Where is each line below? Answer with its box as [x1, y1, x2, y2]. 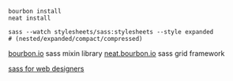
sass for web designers [8, 64, 85, 73]
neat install [8, 14, 51, 22]
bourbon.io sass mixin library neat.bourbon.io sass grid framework [8, 49, 225, 58]
